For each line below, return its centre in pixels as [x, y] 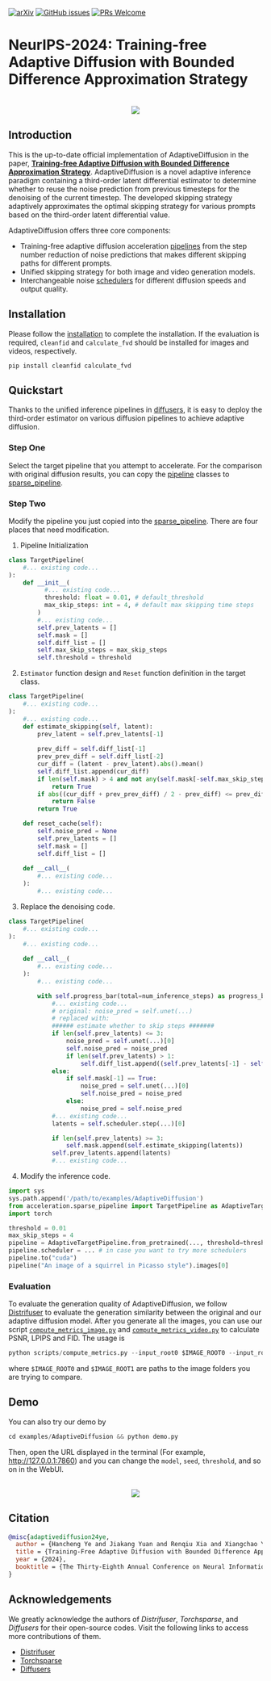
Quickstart [36, 390]
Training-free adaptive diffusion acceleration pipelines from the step [133, 245]
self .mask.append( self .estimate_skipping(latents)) [154, 1146]
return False [73, 802]
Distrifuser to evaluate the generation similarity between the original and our [135, 1313]
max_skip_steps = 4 [41, 1235]
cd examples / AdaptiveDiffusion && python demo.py [94, 1436]
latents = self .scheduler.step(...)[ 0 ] [118, 1123]
